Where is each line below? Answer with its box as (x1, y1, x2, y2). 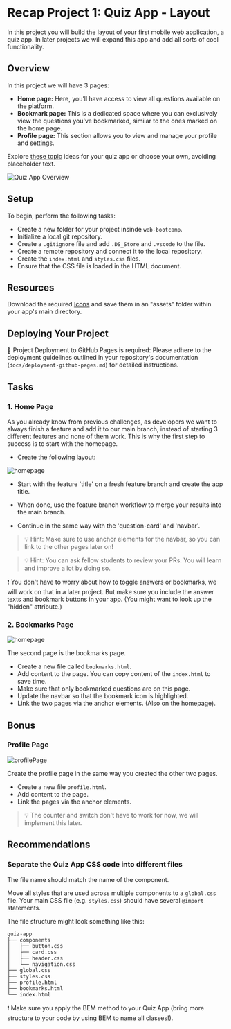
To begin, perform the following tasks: (7, 211, 116, 220)
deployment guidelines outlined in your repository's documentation (7, 354, 198, 362)
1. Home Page (7, 401, 54, 411)
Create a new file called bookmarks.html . (17, 662, 131, 671)
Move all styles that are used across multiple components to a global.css (7, 889, 216, 897)
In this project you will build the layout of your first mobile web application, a (7, 28, 225, 36)
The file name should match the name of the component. (7, 875, 169, 883)
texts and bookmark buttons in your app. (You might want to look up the (7, 595, 212, 603)
